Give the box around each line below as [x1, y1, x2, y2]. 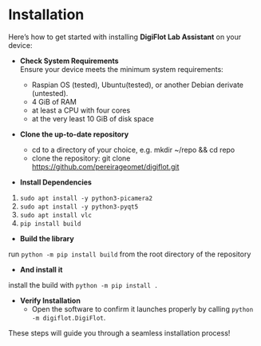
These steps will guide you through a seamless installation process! [8, 328, 231, 337]
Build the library [19, 233, 74, 243]
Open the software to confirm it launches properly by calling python [31, 304, 254, 313]
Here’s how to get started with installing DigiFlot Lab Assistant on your [8, 32, 242, 42]
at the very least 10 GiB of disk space [31, 113, 154, 123]
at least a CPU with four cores [31, 105, 131, 115]
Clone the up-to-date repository [19, 129, 129, 139]
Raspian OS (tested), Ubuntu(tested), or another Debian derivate [31, 80, 244, 89]
